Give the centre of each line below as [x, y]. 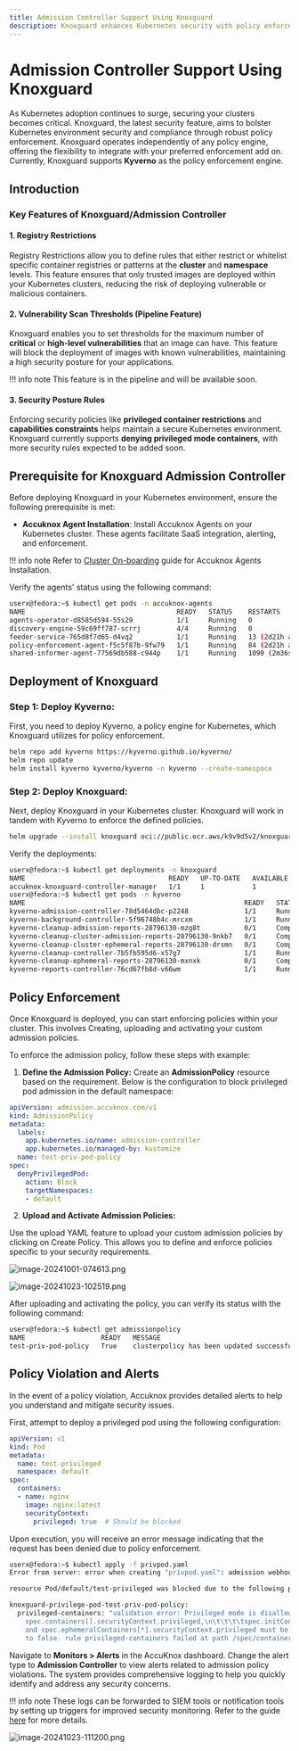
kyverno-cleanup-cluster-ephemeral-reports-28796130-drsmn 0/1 [133, 945]
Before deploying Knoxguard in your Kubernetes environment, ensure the [143, 498]
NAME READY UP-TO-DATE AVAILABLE [149, 878]
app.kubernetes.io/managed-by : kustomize [103, 1149]
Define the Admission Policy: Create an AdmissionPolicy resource [145, 1072]
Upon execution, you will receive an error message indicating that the [137, 1539]
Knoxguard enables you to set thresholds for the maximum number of [137, 334]
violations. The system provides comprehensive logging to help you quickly [148, 1674]
